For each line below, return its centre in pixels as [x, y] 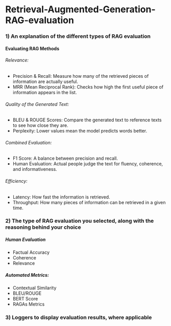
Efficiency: [17, 181]
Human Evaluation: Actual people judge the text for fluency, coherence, [88, 164]
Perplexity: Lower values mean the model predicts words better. [80, 131]
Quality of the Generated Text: [37, 104]
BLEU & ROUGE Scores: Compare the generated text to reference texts [87, 120]
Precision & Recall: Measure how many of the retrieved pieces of [81, 76]
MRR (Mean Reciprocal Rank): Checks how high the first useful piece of [88, 87]
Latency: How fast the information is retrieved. [62, 197]
